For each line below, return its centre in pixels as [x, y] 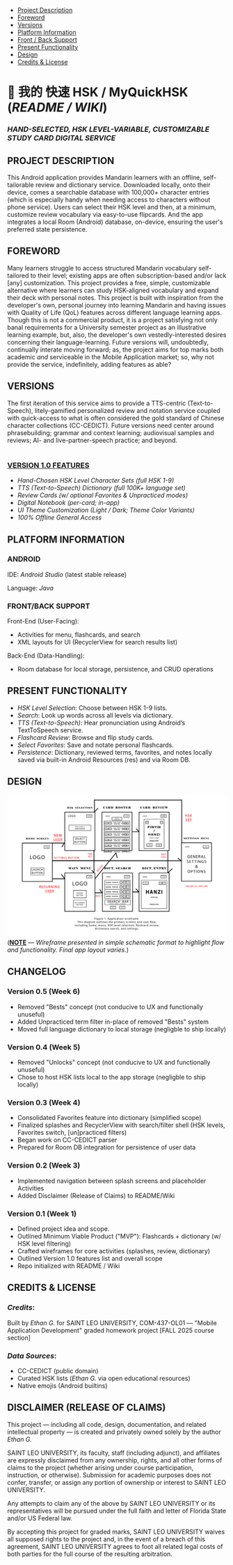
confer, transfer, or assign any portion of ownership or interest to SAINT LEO [116, 1482]
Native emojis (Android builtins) [62, 1385]
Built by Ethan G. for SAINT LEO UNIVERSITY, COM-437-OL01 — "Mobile [112, 1323]
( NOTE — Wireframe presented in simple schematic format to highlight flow [116, 943]
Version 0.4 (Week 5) [44, 1047]
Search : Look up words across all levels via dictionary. [95, 715]
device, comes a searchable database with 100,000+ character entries [109, 192]
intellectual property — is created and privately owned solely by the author [114, 1432]
